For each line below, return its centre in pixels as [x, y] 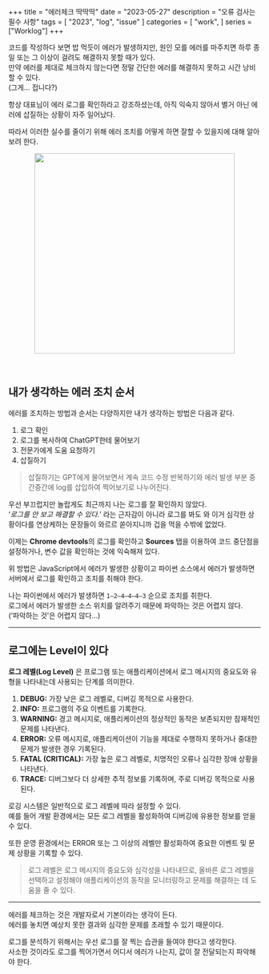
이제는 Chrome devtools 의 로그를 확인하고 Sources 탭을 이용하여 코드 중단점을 [134, 541]
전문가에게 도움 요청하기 [58, 450]
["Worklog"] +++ [36, 31]
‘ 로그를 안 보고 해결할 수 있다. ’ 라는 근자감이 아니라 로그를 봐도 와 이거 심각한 [127, 514]
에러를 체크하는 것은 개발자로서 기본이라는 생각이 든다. [93, 914]
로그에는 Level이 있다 [58, 651]
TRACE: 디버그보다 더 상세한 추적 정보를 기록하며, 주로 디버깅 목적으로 [130, 778]
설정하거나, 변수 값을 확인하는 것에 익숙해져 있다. [84, 551]
